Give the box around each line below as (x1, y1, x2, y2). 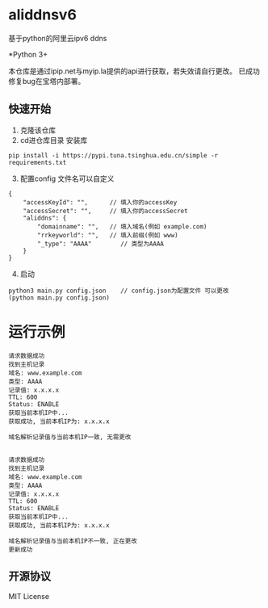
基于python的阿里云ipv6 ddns (8, 33, 107, 43)
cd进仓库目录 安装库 (19, 135, 88, 145)
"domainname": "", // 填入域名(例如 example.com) (37, 222, 207, 231)
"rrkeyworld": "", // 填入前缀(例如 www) (37, 231, 179, 239)
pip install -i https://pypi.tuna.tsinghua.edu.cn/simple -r (8, 151, 219, 159)
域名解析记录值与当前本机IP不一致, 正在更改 (8, 537, 137, 545)
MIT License (8, 591, 50, 601)
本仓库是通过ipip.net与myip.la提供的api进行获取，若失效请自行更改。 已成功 (8, 66, 260, 76)
